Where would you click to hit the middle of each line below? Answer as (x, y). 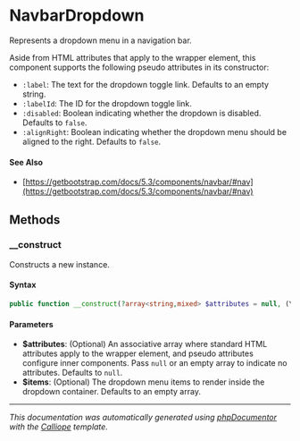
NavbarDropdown (77, 16)
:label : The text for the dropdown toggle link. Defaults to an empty (146, 84)
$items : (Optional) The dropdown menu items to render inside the (143, 382)
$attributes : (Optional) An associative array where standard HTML (145, 344)
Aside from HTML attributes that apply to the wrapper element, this (133, 57)
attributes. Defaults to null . (72, 373)
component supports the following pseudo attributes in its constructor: (139, 67)
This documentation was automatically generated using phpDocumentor (143, 418)
